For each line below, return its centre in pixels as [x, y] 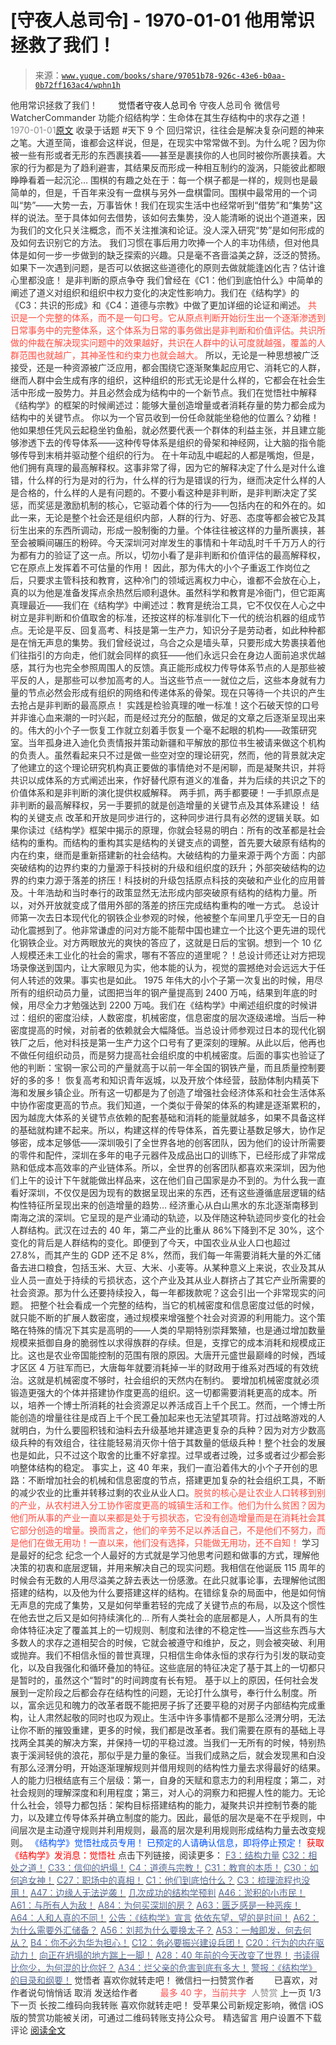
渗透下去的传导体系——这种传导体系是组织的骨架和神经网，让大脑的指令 [167, 442]
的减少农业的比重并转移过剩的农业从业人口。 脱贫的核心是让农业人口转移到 [163, 1492]
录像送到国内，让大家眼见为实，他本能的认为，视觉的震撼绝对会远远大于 [167, 967]
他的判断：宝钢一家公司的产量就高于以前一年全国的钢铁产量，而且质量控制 [163, 1067]
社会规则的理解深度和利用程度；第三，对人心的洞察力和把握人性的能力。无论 [168, 1792]
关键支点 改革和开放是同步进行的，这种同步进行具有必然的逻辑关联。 [169, 817]
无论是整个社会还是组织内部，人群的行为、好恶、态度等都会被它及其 [185, 517]
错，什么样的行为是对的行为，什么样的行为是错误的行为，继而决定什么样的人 [168, 480]
